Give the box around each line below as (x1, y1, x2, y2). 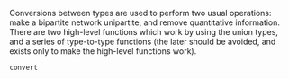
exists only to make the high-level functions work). (9, 46, 197, 57)
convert (9, 63, 39, 72)
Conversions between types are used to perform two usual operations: (9, 8, 272, 18)
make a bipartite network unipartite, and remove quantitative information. (9, 17, 281, 28)
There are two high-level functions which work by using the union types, (9, 27, 279, 37)
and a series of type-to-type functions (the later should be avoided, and (9, 36, 276, 47)
